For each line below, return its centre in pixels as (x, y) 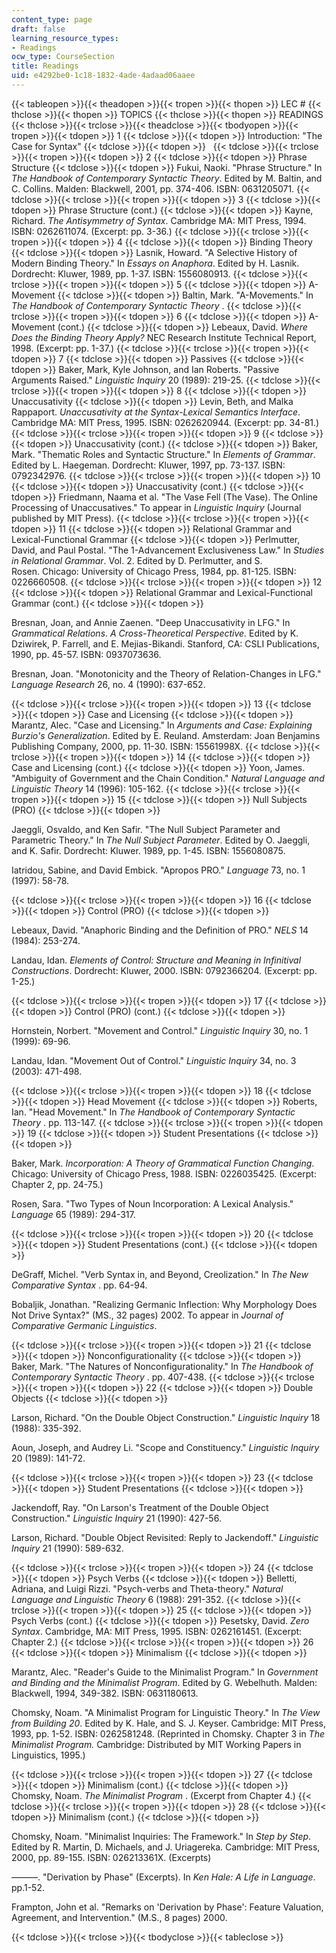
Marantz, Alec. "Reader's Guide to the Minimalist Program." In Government (165, 1672)
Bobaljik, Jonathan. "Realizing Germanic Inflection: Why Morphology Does (164, 1304)
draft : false (38, 29)
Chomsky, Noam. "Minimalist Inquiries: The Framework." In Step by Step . (161, 1836)
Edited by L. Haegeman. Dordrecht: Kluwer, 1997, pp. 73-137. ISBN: (148, 465)
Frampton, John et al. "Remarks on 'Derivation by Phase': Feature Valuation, (167, 1907)
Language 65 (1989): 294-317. (73, 1214)
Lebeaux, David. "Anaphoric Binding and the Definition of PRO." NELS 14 (160, 930)
